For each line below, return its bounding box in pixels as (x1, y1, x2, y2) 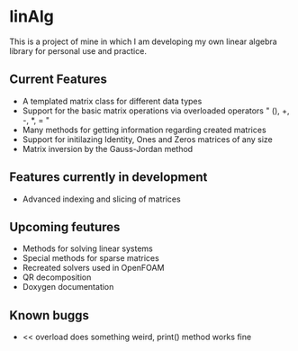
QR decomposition (22, 272, 92, 283)
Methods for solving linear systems (22, 243, 153, 254)
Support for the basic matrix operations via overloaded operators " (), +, (22, 105, 290, 116)
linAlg (9, 6, 54, 27)
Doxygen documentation (22, 282, 114, 292)
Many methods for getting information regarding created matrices (22, 124, 267, 135)
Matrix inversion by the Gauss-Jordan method (22, 143, 194, 154)
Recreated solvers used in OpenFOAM (22, 263, 165, 274)
